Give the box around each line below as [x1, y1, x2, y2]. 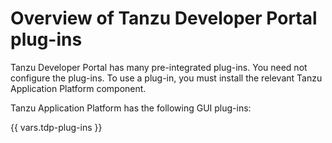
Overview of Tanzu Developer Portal [10, 7, 318, 30]
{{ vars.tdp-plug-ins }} [10, 121, 103, 133]
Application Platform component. [10, 82, 147, 94]
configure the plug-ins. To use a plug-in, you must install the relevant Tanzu [10, 72, 323, 84]
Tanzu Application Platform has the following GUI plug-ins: [10, 102, 252, 114]
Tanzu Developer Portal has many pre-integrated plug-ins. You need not [10, 61, 308, 73]
